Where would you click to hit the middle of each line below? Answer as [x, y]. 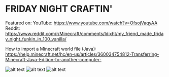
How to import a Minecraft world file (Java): [51, 49]
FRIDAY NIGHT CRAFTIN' [59, 9]
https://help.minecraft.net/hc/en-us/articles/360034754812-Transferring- [82, 54]
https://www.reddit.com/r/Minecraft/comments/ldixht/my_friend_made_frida [84, 33]
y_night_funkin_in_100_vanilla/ [36, 39]
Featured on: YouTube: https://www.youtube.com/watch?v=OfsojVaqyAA [81, 23]
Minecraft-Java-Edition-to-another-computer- [53, 59]
